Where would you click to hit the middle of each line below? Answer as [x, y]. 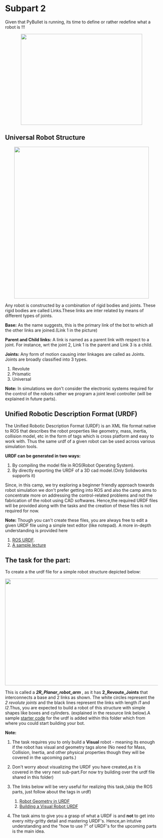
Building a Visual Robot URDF [49, 806]
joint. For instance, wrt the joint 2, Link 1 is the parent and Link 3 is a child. [79, 345]
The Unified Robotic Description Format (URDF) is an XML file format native [81, 426]
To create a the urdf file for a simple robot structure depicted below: [73, 572]
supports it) [24, 475]
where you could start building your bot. [45, 723]
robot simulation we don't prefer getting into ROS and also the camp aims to [81, 490]
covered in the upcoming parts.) [44, 757]
